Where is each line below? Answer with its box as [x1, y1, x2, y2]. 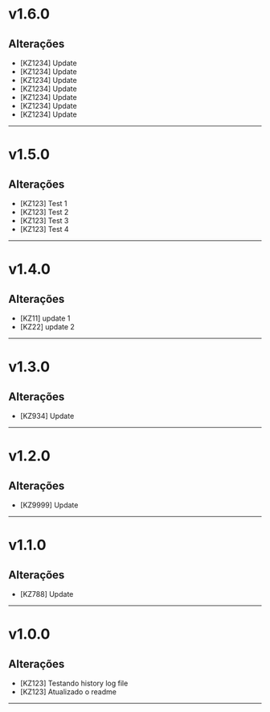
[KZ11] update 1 [19, 313, 71, 323]
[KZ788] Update [19, 590, 74, 598]
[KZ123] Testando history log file [19, 678, 129, 688]
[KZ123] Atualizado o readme [19, 687, 117, 697]
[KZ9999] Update [19, 500, 79, 510]
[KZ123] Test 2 [19, 207, 69, 217]
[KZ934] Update [19, 412, 75, 420]
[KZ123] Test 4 [19, 225, 70, 234]
